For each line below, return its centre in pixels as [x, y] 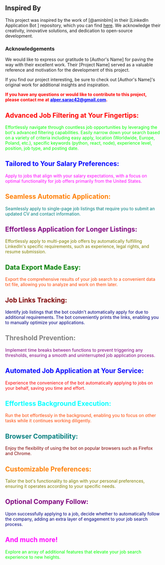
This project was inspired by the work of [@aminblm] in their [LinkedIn [77, 20]
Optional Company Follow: [47, 502]
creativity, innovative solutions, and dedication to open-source [69, 30]
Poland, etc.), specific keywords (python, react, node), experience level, [79, 143]
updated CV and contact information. [43, 214]
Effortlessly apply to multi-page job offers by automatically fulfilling [74, 241]
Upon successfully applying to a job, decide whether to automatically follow [82, 514]
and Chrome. [19, 454]
